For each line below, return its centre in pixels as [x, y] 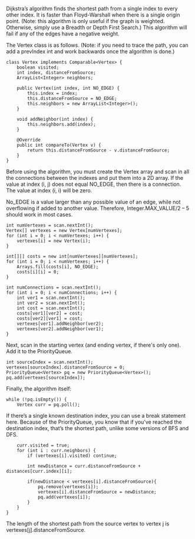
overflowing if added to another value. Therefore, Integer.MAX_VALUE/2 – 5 [98, 208]
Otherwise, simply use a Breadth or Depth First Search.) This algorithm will [97, 27]
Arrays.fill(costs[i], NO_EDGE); [58, 267]
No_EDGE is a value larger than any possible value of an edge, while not [93, 202]
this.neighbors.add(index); [62, 124]
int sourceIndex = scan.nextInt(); [50, 362]
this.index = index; [52, 93]
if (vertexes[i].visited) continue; [72, 456]
